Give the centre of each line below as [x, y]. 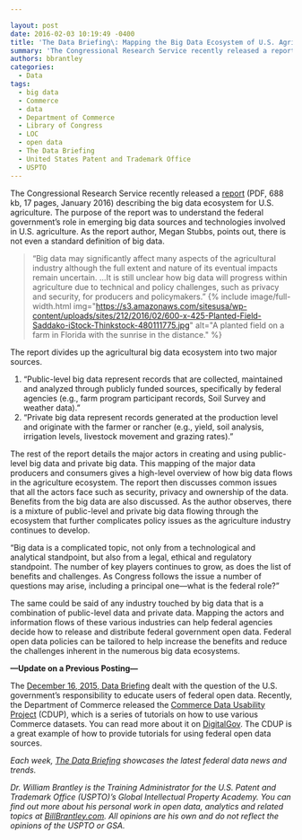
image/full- [271, 296]
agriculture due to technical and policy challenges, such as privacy [155, 287]
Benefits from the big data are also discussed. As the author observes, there [151, 501]
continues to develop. [50, 530]
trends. [23, 770]
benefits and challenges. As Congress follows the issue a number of [136, 576]
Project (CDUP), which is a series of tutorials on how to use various [134, 714]
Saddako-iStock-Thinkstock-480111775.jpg [111, 325]
